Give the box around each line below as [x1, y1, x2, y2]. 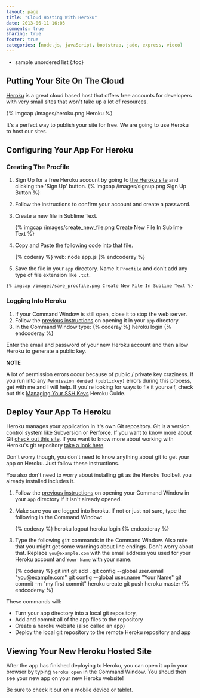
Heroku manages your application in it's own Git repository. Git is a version [6, 423, 190, 430]
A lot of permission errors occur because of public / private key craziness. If [6, 370, 194, 377]
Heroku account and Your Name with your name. [14, 556, 132, 563]
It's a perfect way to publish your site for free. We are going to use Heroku [6, 121, 189, 129]
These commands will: [6, 598, 61, 605]
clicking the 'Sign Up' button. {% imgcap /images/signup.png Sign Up [14, 183, 187, 190]
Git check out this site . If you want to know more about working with [6, 435, 174, 443]
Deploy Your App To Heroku [6, 407, 112, 417]
